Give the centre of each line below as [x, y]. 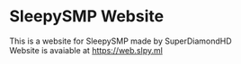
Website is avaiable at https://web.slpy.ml [86, 50]
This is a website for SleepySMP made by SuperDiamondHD [120, 41]
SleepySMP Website [87, 16]
